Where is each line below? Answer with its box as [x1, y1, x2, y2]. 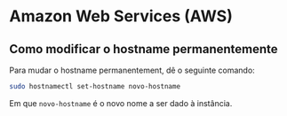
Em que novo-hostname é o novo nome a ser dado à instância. [9, 97, 233, 108]
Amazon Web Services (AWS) [9, 6, 233, 27]
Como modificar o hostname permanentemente [9, 42, 278, 57]
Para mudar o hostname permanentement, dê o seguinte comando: [9, 65, 255, 75]
